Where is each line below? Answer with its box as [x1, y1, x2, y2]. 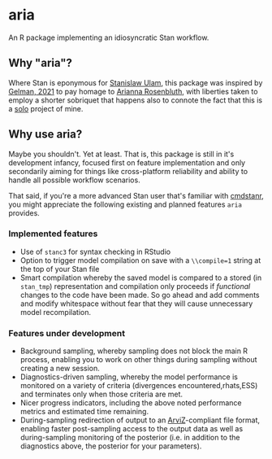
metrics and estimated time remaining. [19, 407, 149, 417]
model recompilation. [19, 307, 92, 317]
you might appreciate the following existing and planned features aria [8, 199, 242, 209]
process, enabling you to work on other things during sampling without [19, 355, 257, 365]
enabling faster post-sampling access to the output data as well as [19, 424, 244, 434]
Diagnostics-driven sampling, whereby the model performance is [19, 372, 238, 382]
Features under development [8, 327, 126, 339]
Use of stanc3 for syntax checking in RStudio [19, 247, 171, 256]
